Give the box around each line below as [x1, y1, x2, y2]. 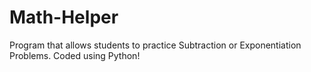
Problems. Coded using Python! [9, 49, 141, 61]
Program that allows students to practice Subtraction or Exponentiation [9, 39, 302, 51]
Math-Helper [9, 6, 119, 29]
